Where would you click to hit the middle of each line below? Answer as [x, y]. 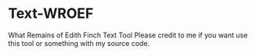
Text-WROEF [51, 14]
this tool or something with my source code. [79, 43]
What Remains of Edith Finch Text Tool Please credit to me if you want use [128, 35]
